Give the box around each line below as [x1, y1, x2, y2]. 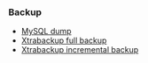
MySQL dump [20, 26, 72, 37]
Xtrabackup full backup [20, 35, 107, 45]
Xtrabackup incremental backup [20, 45, 139, 55]
